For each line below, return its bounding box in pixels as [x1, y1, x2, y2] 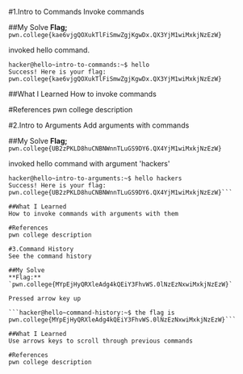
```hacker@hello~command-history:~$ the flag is [8, 309, 175, 317]
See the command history [8, 252, 92, 260]
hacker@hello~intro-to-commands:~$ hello [8, 61, 150, 69]
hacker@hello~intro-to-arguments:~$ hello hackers [8, 174, 182, 183]
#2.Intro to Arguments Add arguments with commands [8, 120, 190, 130]
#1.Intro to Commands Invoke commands [8, 7, 145, 16]
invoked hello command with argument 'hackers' [8, 159, 170, 168]
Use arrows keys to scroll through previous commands [8, 337, 194, 345]
